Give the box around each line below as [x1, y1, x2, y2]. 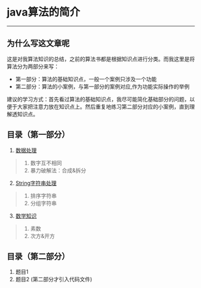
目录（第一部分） [7, 129, 70, 140]
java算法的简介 [7, 5, 81, 19]
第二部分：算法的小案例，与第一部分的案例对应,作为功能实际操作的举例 [15, 83, 190, 90]
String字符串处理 [15, 179, 57, 187]
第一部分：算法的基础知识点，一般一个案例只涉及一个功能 [15, 75, 157, 82]
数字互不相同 [30, 159, 62, 166]
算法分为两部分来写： [7, 63, 59, 70]
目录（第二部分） [7, 251, 70, 261]
